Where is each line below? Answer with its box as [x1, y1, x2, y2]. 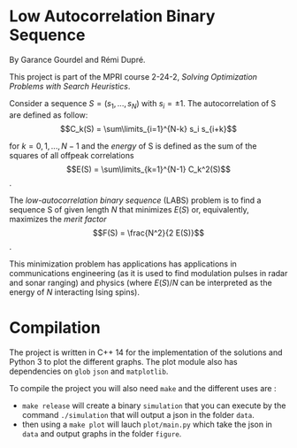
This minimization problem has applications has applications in [9, 259, 237, 269]
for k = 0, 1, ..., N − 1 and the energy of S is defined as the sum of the [9, 140, 257, 151]
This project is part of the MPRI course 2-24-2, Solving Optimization [9, 71, 258, 81]
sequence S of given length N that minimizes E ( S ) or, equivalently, [9, 204, 249, 214]
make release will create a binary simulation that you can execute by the [21, 400, 286, 411]
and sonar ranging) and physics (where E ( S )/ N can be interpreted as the [9, 277, 272, 288]
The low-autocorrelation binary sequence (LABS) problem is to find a [9, 195, 262, 205]
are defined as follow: [9, 109, 88, 120]
